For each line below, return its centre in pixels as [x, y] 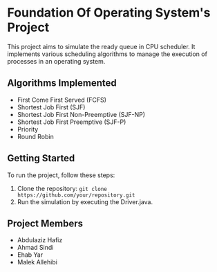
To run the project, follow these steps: [61, 175]
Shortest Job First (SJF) [51, 107]
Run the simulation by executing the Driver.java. [85, 201]
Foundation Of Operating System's [109, 13]
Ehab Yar [30, 255]
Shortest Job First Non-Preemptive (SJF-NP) [81, 114]
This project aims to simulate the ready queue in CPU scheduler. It [101, 46]
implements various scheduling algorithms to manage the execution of [107, 54]
